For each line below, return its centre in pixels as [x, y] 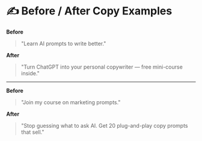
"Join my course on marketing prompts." [71, 102]
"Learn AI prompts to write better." [63, 43]
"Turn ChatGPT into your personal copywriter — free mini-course [102, 67]
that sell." [32, 132]
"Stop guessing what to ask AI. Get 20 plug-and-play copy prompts [104, 125]
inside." [30, 73]
